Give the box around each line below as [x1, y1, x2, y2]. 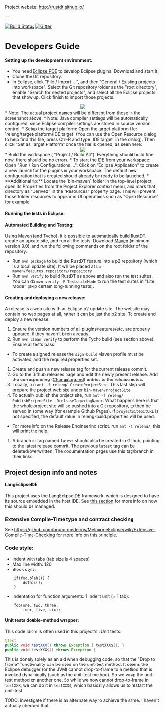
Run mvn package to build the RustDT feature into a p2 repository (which [12, 258, 158, 264]
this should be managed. [5, 503, 56, 509]
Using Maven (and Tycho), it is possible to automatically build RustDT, [5, 233, 147, 239]
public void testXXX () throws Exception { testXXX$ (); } [5, 643, 125, 648]
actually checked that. [5, 703, 50, 709]
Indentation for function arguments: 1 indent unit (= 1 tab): [12, 593, 130, 599]
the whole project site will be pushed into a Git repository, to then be [12, 403, 151, 409]
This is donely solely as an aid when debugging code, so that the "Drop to [5, 656, 155, 662]
